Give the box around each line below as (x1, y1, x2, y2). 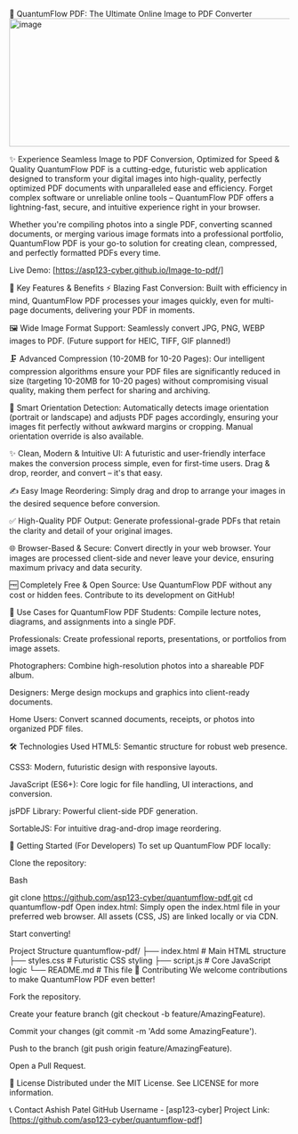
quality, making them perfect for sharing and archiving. (9, 385, 211, 396)
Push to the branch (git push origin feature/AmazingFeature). (9, 1043, 233, 1054)
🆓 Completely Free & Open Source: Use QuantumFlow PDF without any (9, 579, 273, 590)
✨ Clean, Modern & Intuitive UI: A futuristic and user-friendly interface (9, 448, 266, 458)
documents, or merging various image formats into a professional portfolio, (9, 228, 285, 239)
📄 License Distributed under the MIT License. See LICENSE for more (9, 1078, 260, 1088)
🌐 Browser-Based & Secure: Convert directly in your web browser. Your (9, 543, 271, 553)
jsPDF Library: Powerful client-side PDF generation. (9, 806, 198, 816)
